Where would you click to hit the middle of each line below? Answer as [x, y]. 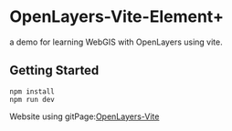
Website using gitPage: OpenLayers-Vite [84, 116]
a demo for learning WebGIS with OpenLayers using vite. [116, 42]
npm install [32, 91]
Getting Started [54, 71]
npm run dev [32, 99]
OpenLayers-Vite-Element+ [116, 17]
